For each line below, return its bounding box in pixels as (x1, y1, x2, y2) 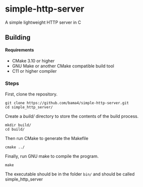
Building (5, 33, 31, 42)
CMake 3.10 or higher (12, 58, 55, 63)
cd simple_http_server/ (5, 105, 53, 109)
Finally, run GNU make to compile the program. (5, 153, 99, 159)
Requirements (5, 47, 34, 53)
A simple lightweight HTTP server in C (5, 19, 81, 25)
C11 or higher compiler (12, 68, 57, 74)
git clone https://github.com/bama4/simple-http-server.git (5, 100, 129, 105)
